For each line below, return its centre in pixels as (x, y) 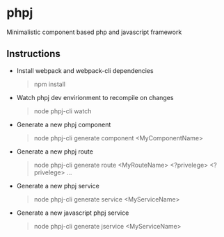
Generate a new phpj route (55, 152)
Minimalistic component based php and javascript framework (94, 32)
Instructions (33, 54)
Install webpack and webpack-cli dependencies (85, 70)
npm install (49, 84)
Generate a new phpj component (64, 124)
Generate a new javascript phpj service (73, 213)
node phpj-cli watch (63, 111)
